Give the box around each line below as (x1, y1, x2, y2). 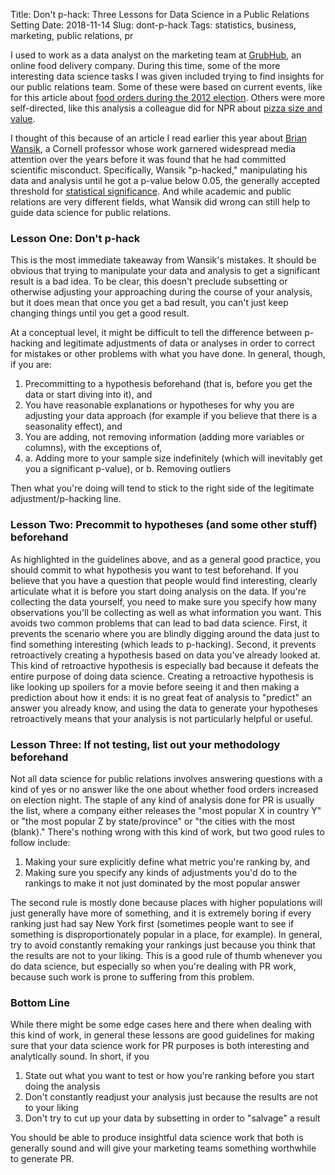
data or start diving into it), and (24, 389, 153, 401)
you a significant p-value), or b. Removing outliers (24, 463, 232, 475)
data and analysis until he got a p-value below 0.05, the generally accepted (10, 175, 321, 186)
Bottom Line (10, 995, 70, 1009)
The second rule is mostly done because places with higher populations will (10, 896, 323, 908)
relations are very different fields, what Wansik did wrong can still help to (10, 196, 311, 208)
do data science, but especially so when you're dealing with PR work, (10, 960, 297, 972)
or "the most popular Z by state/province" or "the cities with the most (10, 815, 296, 827)
